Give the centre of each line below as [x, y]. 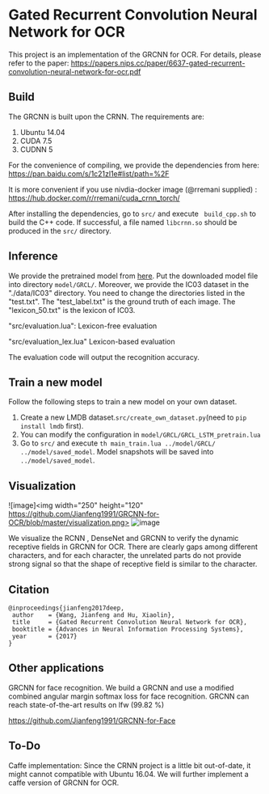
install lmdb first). [52, 426]
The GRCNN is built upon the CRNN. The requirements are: [106, 116]
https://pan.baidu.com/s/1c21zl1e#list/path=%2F [89, 173]
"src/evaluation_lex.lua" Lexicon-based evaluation [92, 341]
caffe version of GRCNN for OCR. [64, 783]
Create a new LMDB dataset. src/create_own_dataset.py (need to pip [133, 417]
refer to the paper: [39, 63]
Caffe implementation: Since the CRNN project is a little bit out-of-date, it [130, 765]
